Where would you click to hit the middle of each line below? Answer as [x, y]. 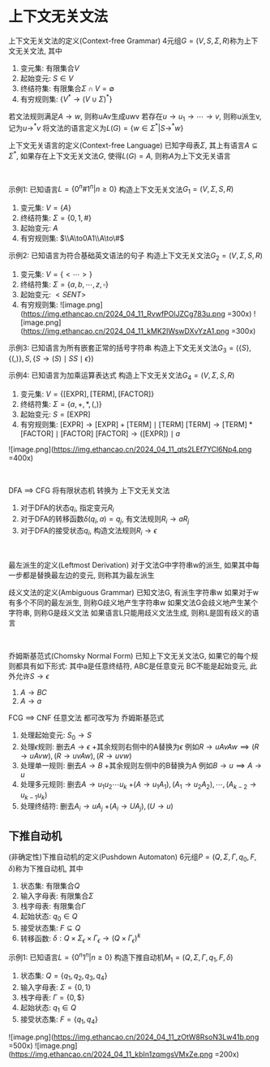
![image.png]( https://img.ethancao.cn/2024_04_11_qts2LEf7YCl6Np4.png [130, 449]
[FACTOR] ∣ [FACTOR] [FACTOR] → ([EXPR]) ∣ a [100, 433]
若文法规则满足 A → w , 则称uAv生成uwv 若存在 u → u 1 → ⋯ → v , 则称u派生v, [135, 117]
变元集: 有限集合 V [49, 68]
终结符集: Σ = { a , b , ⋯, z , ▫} [64, 284]
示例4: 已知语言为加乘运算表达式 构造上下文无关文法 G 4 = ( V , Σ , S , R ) [122, 376]
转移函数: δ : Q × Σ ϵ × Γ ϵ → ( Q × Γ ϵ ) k [80, 938]
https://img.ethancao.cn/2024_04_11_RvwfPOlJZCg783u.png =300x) [137, 313]
